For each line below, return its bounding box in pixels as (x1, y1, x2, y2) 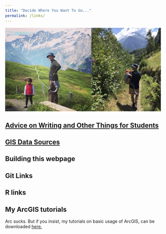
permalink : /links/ (5, 13, 45, 18)
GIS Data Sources (5, 138, 60, 146)
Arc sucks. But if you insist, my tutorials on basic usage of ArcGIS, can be (5, 218, 155, 224)
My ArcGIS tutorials (5, 205, 67, 214)
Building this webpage (5, 155, 76, 163)
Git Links (5, 171, 33, 180)
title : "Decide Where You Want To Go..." (5, 8, 92, 13)
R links (5, 188, 26, 197)
